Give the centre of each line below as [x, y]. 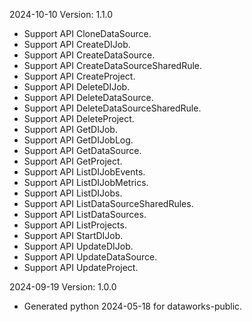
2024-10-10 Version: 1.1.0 [61, 14]
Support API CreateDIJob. [77, 44]
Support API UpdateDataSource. [90, 257]
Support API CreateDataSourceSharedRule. [113, 65]
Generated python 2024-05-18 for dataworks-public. [133, 306]
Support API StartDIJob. [73, 235]
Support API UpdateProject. [81, 267]
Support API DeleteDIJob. [77, 87]
